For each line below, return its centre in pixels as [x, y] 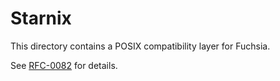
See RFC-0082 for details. [64, 65]
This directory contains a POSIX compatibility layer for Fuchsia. [140, 46]
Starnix [41, 18]
